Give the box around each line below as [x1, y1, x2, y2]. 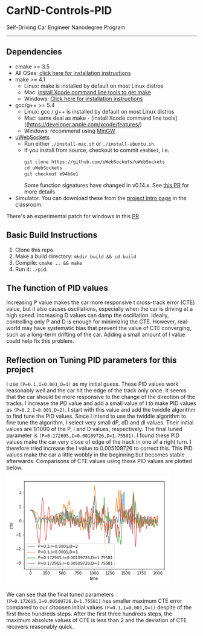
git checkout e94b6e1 [24, 170, 79, 177]
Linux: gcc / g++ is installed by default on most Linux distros [24, 108, 175, 115]
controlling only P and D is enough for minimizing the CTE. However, [6, 318, 176, 325]
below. [6, 464, 23, 472]
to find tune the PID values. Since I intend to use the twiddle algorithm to [6, 412, 187, 420]
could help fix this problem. [6, 337, 74, 345]
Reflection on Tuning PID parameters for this [6, 355, 177, 365]
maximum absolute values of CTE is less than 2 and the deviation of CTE [6, 617, 187, 624]
